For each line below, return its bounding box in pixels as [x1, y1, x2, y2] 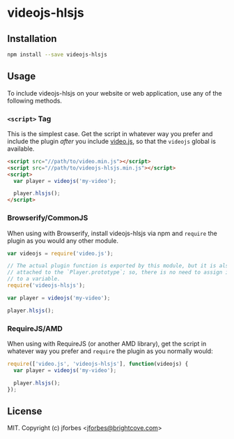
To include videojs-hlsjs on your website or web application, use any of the [7, 89, 222, 97]
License [7, 405, 42, 417]
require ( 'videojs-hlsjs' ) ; [7, 282, 86, 289]
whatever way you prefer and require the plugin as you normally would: [7, 347, 214, 355]
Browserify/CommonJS [7, 213, 88, 223]
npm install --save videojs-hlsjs [7, 51, 108, 58]
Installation [7, 33, 57, 45]
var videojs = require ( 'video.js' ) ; [7, 250, 114, 257]
